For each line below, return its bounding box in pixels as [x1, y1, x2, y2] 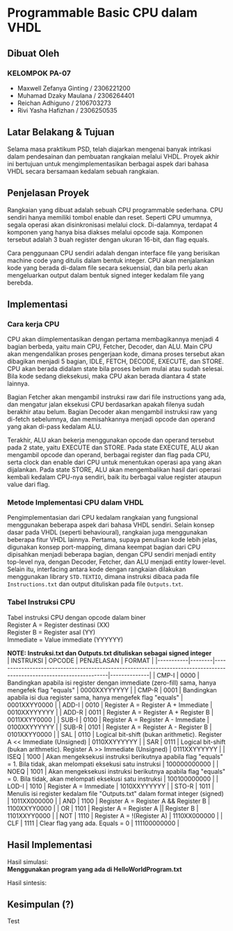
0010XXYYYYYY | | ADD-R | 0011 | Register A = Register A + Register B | [7, 708, 214, 716]
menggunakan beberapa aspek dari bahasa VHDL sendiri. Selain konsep [7, 520, 215, 530]
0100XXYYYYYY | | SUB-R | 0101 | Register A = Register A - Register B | [7, 722, 212, 731]
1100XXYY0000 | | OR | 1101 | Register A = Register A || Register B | [7, 804, 199, 812]
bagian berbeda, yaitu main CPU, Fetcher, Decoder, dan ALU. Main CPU [7, 342, 213, 351]
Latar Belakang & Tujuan [7, 127, 115, 138]
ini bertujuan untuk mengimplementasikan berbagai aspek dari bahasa [7, 159, 209, 168]
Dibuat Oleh [7, 47, 60, 59]
